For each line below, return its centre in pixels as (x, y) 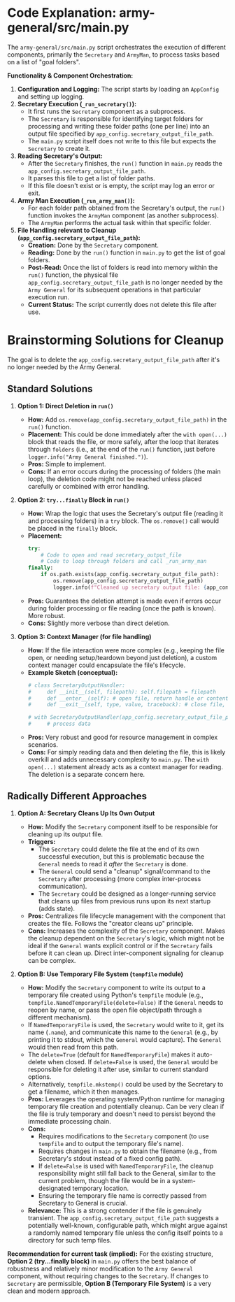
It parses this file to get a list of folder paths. (91, 178)
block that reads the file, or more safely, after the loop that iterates (123, 441)
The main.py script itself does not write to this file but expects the (122, 141)
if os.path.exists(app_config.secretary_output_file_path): (130, 575)
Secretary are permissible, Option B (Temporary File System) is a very (109, 1283)
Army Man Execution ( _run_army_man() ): (76, 200)
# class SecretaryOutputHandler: (77, 685)
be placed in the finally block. (72, 528)
